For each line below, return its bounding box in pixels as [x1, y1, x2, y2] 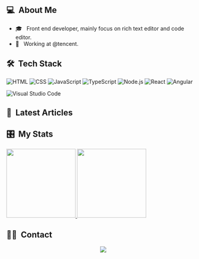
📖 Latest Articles [6, 108, 73, 118]
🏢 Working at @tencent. [15, 40, 79, 47]
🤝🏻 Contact [6, 230, 53, 240]
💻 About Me [6, 5, 57, 15]
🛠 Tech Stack [6, 59, 63, 69]
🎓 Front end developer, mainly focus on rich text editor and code [15, 24, 184, 32]
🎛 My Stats [6, 129, 53, 140]
